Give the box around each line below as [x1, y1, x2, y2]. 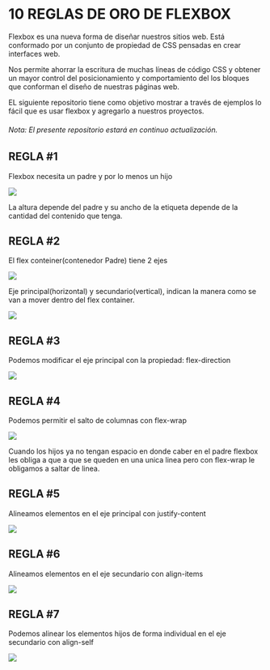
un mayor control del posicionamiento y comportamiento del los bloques [8, 73, 250, 83]
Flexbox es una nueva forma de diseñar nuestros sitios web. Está [8, 32, 225, 41]
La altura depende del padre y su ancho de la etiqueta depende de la [8, 202, 238, 211]
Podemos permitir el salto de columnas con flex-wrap [8, 416, 188, 425]
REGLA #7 [8, 608, 60, 621]
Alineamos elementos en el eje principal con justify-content [8, 508, 206, 519]
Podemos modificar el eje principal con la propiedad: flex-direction [8, 356, 231, 365]
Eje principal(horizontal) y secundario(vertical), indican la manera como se [8, 287, 257, 297]
